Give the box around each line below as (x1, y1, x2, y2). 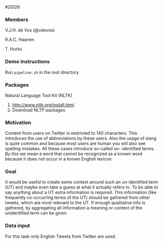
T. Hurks (5, 46, 22, 52)
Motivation (5, 119, 32, 126)
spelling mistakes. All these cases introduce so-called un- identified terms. (5, 146, 155, 152)
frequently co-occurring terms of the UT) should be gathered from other (5, 194, 150, 201)
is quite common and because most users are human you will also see (5, 140, 146, 146)
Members (5, 16, 28, 23)
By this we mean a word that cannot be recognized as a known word (5, 151, 143, 157)
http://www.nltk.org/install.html (12, 102, 74, 107)
